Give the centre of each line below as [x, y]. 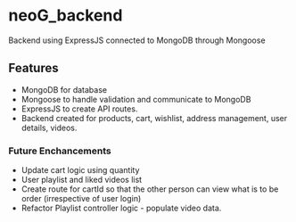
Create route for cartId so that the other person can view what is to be [150, 189]
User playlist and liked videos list [82, 180]
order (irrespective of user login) [81, 199]
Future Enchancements [60, 151]
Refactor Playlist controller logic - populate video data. [121, 208]
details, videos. [49, 127]
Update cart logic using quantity [80, 170]
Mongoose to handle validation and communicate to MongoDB [136, 99]
